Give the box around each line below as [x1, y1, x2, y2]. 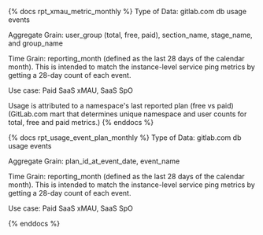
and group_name [8, 39, 63, 48]
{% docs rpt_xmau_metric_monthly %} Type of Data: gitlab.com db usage [8, 7, 246, 16]
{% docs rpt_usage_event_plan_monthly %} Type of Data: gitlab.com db [8, 133, 242, 142]
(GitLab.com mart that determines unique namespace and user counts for [8, 109, 247, 119]
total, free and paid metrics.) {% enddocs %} [8, 118, 154, 127]
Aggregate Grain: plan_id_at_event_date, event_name [8, 156, 180, 166]
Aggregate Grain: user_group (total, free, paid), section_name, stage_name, [8, 31, 254, 39]
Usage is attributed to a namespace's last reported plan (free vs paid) [8, 101, 234, 110]
